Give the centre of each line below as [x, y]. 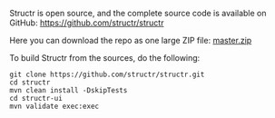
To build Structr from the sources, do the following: [105, 58]
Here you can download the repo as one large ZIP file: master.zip [131, 40]
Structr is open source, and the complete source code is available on [138, 13]
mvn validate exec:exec [54, 106]
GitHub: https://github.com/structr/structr [87, 23]
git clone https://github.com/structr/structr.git [107, 74]
